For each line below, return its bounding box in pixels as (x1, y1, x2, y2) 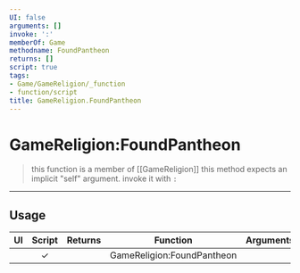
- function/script (9, 87, 78, 96)
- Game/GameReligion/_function (9, 79, 126, 88)
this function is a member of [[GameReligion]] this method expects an (30, 164, 287, 175)
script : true (9, 63, 58, 72)
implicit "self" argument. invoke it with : (30, 173, 178, 184)
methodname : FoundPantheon (9, 46, 110, 55)
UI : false (9, 12, 46, 22)
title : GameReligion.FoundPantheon (9, 95, 142, 105)
